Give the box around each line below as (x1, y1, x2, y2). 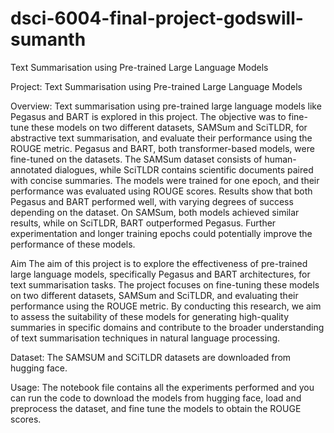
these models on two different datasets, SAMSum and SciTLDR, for (31, 121, 308, 133)
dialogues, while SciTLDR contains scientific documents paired (54, 163, 314, 176)
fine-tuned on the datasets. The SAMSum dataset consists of (10, 153, 263, 165)
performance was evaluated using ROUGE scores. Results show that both (10, 185, 313, 197)
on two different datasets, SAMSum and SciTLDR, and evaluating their (10, 289, 299, 301)
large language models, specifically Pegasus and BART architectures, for (10, 268, 311, 280)
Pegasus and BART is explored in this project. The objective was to (10, 110, 287, 122)
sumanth (10, 28, 87, 51)
